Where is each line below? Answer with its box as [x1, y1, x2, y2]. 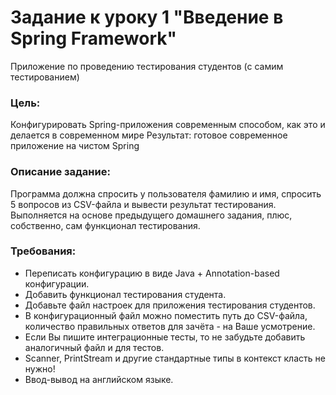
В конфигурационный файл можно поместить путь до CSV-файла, [24, 309, 308, 321]
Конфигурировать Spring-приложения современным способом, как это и [10, 119, 326, 131]
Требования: [10, 244, 77, 258]
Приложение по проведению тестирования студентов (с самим [10, 60, 284, 72]
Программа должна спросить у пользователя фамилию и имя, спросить [10, 187, 322, 200]
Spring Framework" [10, 27, 177, 50]
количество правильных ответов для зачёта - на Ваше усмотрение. [24, 320, 316, 332]
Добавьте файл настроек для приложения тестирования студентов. [24, 299, 316, 311]
